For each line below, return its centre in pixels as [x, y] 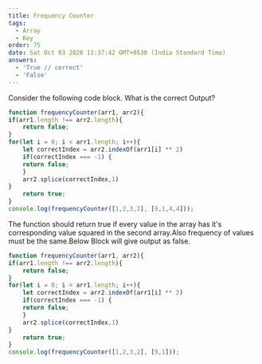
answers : [23, 61]
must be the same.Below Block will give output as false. [100, 241]
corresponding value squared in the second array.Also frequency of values [131, 232]
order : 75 [25, 45]
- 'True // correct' [49, 68]
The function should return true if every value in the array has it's [115, 224]
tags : [17, 23]
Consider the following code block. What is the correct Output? [112, 97]
